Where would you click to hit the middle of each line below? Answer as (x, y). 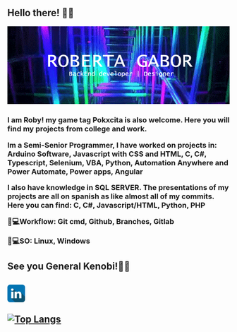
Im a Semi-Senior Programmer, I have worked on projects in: (112, 145)
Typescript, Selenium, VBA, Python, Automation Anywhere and (118, 162)
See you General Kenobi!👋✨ (69, 267)
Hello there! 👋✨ (41, 13)
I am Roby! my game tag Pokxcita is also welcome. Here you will (119, 120)
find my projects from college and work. (77, 129)
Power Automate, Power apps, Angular (75, 172)
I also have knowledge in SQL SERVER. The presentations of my (118, 187)
